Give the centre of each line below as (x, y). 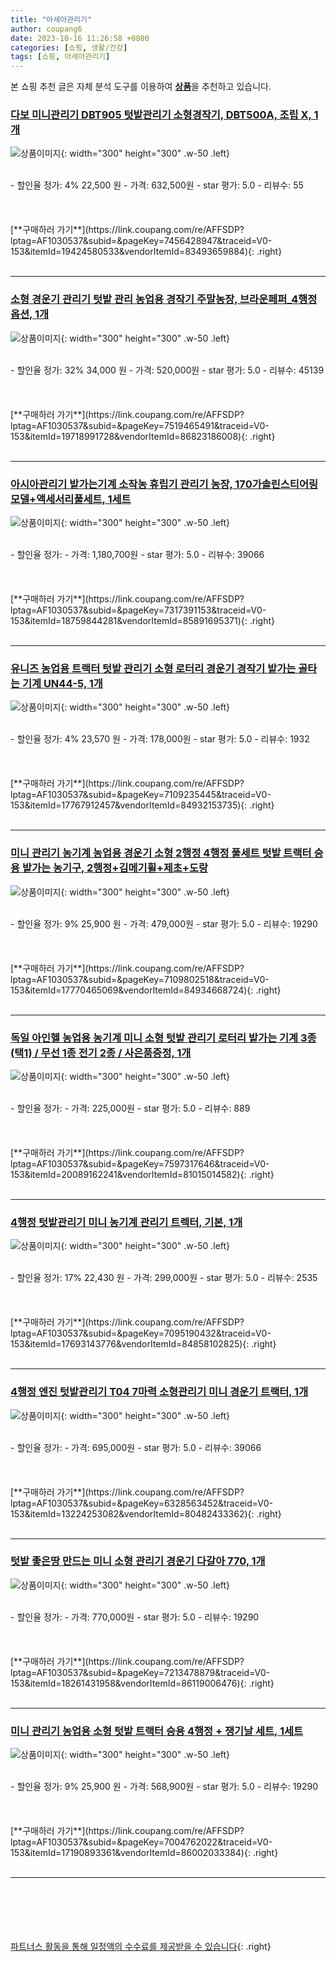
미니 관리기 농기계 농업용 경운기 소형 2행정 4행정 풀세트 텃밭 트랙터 (161, 853)
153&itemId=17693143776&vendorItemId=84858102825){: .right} (143, 1344)
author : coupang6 (46, 29)
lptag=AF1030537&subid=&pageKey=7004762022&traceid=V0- (141, 1842)
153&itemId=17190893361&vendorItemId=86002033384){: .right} (144, 1853)
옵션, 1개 (30, 314)
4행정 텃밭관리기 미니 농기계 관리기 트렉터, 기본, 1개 (126, 1222)
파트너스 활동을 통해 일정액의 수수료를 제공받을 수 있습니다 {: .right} (141, 1947)
